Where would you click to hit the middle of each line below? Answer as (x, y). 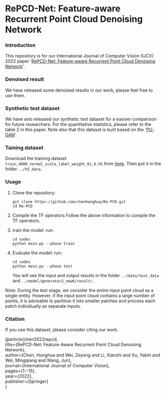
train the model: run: (33, 230)
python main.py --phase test (42, 266)
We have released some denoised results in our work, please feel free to (79, 90)
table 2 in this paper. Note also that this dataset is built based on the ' (76, 130)
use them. (15, 95)
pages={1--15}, (21, 371)
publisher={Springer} (27, 381)
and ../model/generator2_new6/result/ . (53, 281)
